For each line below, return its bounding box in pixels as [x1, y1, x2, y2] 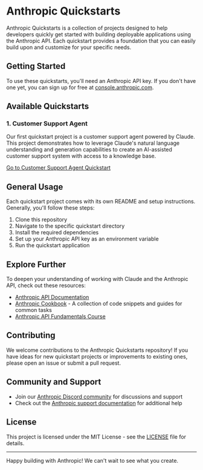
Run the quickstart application [14, 242, 90, 249]
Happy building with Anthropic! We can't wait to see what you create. [6, 457, 179, 464]
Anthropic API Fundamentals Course [14, 313, 106, 320]
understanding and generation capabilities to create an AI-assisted [6, 146, 172, 153]
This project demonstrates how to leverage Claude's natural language [6, 139, 180, 147]
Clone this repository [14, 216, 68, 223]
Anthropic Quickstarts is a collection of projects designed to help [6, 24, 168, 31]
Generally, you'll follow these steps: [6, 204, 95, 211]
